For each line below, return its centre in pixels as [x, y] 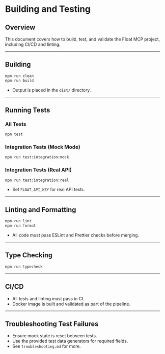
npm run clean [20, 76]
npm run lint [18, 221]
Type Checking [29, 255]
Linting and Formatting [41, 210]
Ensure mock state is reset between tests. [55, 336]
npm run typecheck [24, 267]
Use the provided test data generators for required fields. [70, 341]
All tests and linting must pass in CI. [48, 298]
